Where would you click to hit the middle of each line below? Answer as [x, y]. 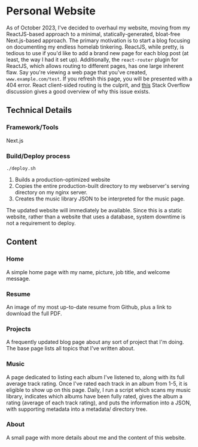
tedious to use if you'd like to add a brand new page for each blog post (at [98, 53]
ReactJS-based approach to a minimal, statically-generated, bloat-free [93, 34]
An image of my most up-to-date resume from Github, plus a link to [89, 307]
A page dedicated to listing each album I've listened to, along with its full [95, 377]
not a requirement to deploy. [41, 223]
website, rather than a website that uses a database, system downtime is [96, 217]
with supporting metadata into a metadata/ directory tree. [77, 409]
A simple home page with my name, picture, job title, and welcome [88, 272]
